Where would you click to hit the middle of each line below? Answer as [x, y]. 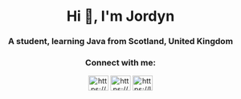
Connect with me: [120, 63]
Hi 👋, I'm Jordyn [120, 16]
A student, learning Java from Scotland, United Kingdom [120, 42]
